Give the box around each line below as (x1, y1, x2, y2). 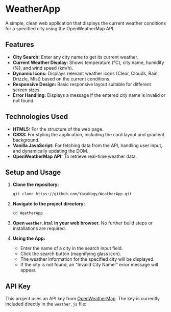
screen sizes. (12, 87, 41, 93)
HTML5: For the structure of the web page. (12, 126, 104, 132)
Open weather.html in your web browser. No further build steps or (12, 220, 153, 226)
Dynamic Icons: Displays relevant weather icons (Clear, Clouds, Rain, (12, 70, 159, 76)
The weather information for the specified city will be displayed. (20, 256, 155, 262)
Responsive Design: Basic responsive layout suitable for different (12, 81, 152, 87)
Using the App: (12, 235, 45, 241)
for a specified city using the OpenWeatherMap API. (5, 25, 115, 31)
